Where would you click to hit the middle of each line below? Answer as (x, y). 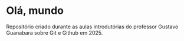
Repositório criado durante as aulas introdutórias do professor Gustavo (92, 27)
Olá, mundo (35, 11)
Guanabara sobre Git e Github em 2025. (55, 32)
